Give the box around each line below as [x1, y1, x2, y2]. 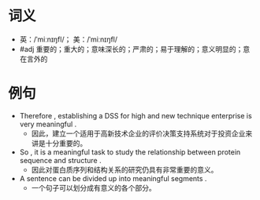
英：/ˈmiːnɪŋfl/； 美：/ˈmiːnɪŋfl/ [19, 35, 118, 44]
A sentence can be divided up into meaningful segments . [19, 173, 207, 183]
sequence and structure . [19, 155, 102, 165]
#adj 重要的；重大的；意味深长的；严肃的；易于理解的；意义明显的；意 [19, 44, 251, 53]
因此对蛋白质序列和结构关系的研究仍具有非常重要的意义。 [31, 165, 218, 174]
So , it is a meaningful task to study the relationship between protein [19, 147, 241, 157]
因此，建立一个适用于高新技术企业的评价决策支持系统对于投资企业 [31, 129, 246, 138]
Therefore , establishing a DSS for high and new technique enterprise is [19, 111, 252, 120]
